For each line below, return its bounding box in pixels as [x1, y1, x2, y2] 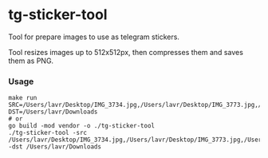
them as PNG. [8, 56, 54, 65]
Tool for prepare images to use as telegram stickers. [8, 32, 179, 41]
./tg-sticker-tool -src [8, 129, 88, 137]
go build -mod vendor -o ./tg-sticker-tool [8, 122, 156, 130]
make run [8, 94, 37, 102]
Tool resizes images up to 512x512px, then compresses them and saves [8, 47, 243, 57]
